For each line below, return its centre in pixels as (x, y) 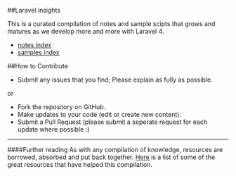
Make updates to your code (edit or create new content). (99, 114)
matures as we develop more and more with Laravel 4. (86, 31)
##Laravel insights (34, 10)
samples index (38, 52)
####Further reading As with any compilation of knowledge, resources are (115, 150)
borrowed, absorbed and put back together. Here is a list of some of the (111, 157)
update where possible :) (53, 129)
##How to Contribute (38, 66)
